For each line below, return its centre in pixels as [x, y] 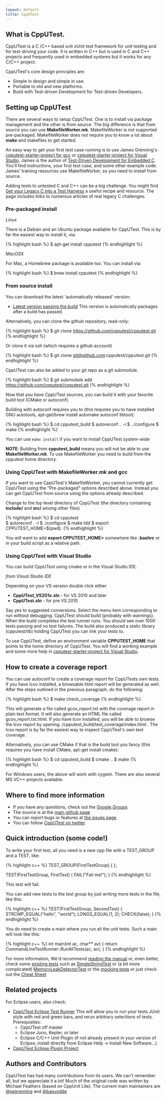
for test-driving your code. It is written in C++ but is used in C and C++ [78, 51]
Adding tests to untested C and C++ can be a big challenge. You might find [82, 186]
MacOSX [15, 254]
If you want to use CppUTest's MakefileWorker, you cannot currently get [79, 483]
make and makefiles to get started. [41, 140]
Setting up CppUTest [38, 107]
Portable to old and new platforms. [48, 87]
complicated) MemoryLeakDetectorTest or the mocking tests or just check [81, 969]
